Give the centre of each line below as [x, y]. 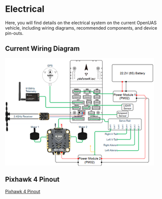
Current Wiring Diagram [42, 49]
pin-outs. [14, 33]
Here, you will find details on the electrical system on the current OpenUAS [81, 23]
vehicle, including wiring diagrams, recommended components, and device [81, 28]
